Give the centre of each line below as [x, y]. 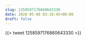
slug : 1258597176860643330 [33, 10]
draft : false [18, 19]
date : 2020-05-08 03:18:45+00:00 [39, 14]
